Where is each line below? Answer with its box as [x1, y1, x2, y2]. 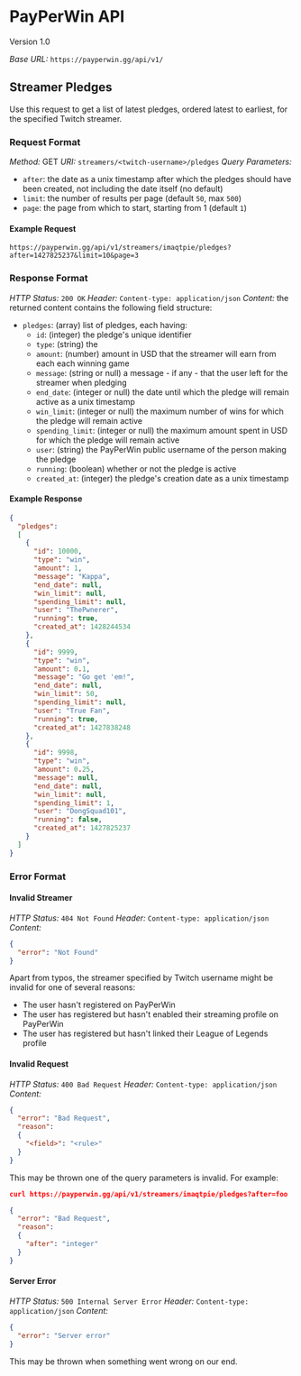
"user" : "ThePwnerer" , [32, 606, 119, 615]
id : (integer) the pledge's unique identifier [35, 329, 192, 340]
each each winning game [35, 358, 130, 369]
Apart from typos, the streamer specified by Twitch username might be [9, 972, 273, 984]
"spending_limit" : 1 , [32, 798, 115, 808]
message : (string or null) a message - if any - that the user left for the [35, 367, 288, 378]
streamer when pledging [35, 377, 128, 388]
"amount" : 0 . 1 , [32, 665, 91, 674]
